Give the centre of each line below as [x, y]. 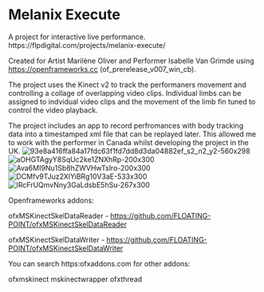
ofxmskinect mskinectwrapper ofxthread [75, 279]
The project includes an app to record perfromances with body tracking [126, 125]
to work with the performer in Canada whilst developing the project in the [128, 142]
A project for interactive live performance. [77, 37]
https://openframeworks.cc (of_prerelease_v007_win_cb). [102, 69]
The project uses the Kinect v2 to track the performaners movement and [128, 85]
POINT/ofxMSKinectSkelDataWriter [66, 248]
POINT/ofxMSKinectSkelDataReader [68, 224]
